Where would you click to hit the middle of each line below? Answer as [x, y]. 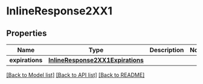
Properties [27, 33]
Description [167, 50]
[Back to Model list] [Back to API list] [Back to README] [76, 75]
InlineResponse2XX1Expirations [96, 60]
